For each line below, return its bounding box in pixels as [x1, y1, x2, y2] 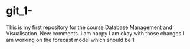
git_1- [6, 4, 33, 18]
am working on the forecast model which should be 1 [6, 36, 135, 43]
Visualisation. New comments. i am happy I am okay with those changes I [6, 30, 185, 37]
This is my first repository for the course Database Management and [6, 24, 173, 31]
